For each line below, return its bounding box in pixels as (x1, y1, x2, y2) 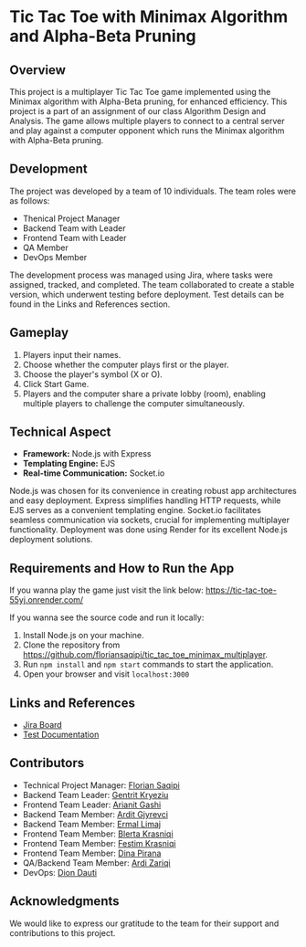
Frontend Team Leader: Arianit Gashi (22, 799, 162, 810)
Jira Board (22, 720, 62, 731)
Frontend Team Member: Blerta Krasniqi (22, 828, 174, 839)
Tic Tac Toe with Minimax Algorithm (9, 6, 289, 27)
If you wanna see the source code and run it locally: (9, 612, 205, 623)
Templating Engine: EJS (22, 458, 116, 469)
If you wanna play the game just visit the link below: (9, 584, 204, 595)
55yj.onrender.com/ (9, 595, 84, 605)
